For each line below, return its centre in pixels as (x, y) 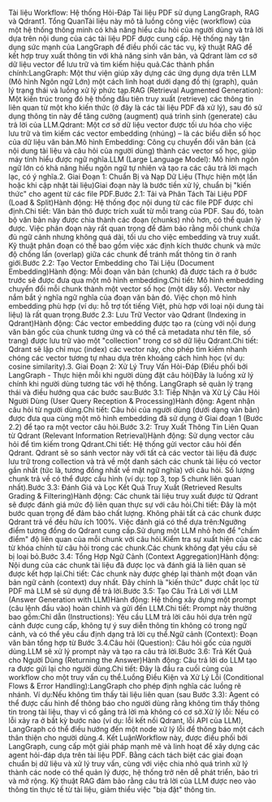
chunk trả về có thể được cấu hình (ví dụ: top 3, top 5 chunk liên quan (125, 479)
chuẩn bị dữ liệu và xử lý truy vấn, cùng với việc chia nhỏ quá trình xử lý (128, 763)
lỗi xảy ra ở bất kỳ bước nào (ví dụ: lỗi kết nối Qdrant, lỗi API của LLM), (126, 720)
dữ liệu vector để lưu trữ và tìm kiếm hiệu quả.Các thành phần (112, 64)
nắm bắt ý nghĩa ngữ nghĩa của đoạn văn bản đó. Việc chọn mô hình (123, 297)
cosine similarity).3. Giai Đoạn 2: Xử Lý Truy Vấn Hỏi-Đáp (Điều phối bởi (128, 366)
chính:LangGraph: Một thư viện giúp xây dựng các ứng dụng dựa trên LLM (133, 73)
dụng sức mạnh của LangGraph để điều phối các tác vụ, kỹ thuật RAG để (131, 47)
